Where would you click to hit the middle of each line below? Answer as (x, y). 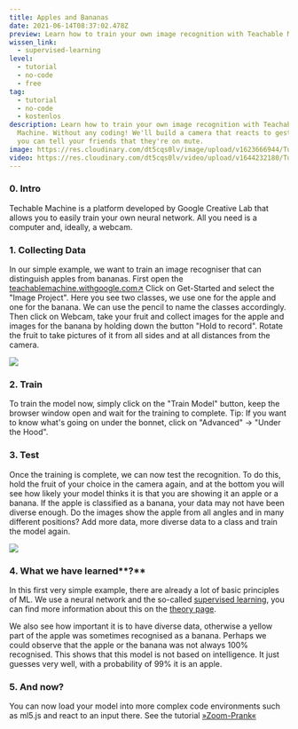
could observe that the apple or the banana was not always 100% (129, 645)
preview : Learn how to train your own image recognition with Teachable (146, 34)
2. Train (26, 384)
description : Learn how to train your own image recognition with (134, 125)
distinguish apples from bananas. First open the (96, 279)
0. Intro (25, 189)
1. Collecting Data (47, 250)
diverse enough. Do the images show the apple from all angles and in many (147, 512)
